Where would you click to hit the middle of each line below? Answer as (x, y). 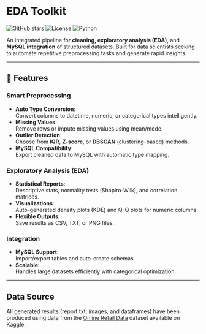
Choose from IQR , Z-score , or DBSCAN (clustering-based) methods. (102, 142)
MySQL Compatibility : (44, 148)
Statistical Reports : (40, 184)
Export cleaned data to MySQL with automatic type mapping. (92, 154)
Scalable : (27, 265)
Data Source (30, 296)
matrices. (27, 197)
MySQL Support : (37, 252)
